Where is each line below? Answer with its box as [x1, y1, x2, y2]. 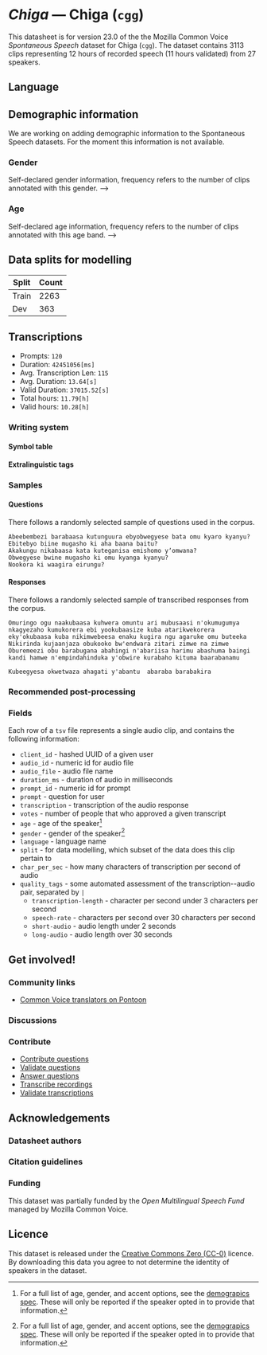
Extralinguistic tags [8, 460, 74, 469]
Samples [8, 480, 43, 491]
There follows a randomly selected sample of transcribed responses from [8, 595, 249, 605]
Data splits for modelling [8, 253, 133, 267]
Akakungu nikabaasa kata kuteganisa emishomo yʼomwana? [8, 546, 197, 554]
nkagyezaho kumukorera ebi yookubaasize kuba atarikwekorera [8, 625, 215, 634]
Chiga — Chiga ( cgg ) [8, 6, 145, 24]
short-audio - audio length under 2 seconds [31, 922, 176, 931]
